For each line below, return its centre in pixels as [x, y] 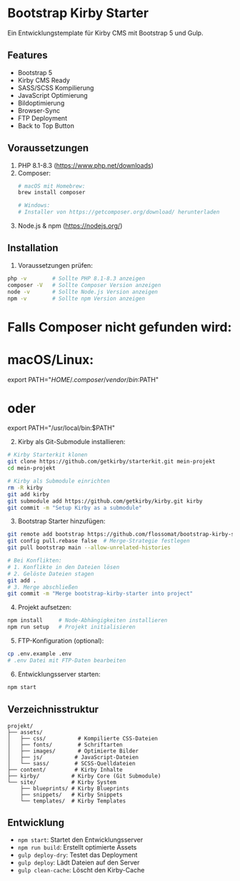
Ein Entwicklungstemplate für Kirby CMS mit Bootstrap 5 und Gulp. [105, 33]
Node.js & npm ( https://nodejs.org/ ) [70, 226]
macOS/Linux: [51, 359]
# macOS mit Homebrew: [51, 186]
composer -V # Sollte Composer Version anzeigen [84, 285]
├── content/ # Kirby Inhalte [65, 770]
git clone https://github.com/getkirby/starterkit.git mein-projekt [111, 462]
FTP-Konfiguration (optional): [61, 641]
